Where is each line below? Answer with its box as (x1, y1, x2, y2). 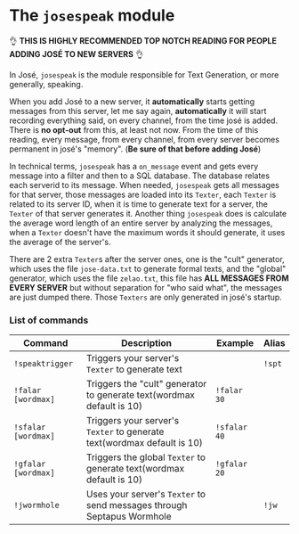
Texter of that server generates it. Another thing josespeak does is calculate (9, 208, 287, 218)
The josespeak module (9, 5, 175, 26)
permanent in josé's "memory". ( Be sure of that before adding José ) (9, 144, 262, 154)
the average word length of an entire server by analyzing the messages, (9, 218, 273, 228)
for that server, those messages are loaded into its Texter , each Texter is (9, 189, 277, 200)
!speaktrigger (13, 358, 74, 369)
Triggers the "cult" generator (85, 378, 207, 390)
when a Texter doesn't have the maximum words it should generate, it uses (9, 226, 286, 237)
